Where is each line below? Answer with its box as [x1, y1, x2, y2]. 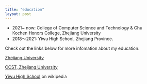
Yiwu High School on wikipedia [5, 73, 67, 79]
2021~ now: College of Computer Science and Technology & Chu [12, 25, 143, 30]
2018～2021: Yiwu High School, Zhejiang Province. [12, 36, 113, 42]
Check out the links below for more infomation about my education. [5, 45, 140, 51]
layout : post [5, 12, 32, 16]
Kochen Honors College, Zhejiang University [12, 30, 101, 36]
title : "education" [5, 7, 45, 12]
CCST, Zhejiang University [5, 64, 58, 70]
